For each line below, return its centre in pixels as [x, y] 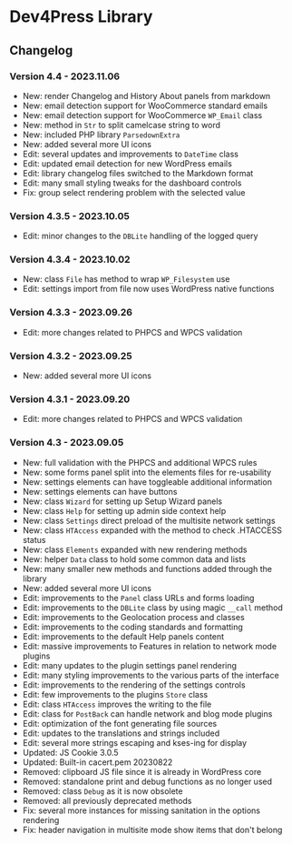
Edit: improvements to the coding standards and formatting [132, 627]
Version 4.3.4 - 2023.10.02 [70, 259]
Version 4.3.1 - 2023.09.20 [70, 399]
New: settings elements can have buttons [100, 491]
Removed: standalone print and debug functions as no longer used [147, 781]
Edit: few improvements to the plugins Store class [115, 694]
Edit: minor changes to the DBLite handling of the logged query [140, 236]
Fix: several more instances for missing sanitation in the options [141, 810]
